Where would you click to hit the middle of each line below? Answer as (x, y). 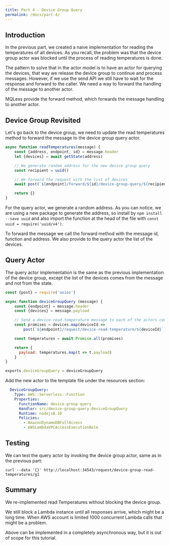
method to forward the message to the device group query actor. (73, 138)
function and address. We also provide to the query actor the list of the (79, 239)
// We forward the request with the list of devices (71, 179)
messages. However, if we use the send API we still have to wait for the (79, 78)
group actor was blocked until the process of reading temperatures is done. (84, 58)
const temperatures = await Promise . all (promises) (69, 338)
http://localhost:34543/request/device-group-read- (99, 470)
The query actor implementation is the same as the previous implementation (85, 272)
